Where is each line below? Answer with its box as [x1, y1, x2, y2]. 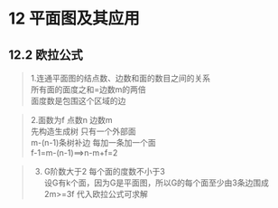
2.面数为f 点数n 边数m [30, 115, 113, 125]
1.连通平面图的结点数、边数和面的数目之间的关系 [30, 73, 211, 83]
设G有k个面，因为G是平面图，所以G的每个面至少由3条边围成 [43, 177, 270, 188]
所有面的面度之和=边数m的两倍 [30, 84, 146, 95]
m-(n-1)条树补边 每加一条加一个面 [30, 137, 157, 147]
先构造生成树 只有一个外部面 [30, 126, 136, 137]
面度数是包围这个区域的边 [30, 96, 126, 106]
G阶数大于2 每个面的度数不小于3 [43, 166, 166, 176]
